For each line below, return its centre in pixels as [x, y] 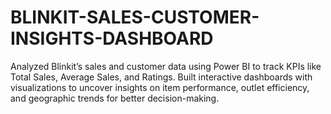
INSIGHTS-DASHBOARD [112, 38]
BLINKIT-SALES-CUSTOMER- [135, 17]
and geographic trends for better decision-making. [115, 98]
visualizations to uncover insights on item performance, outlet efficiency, [160, 87]
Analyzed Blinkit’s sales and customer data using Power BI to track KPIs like [166, 66]
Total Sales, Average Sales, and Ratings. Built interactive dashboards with [161, 77]
